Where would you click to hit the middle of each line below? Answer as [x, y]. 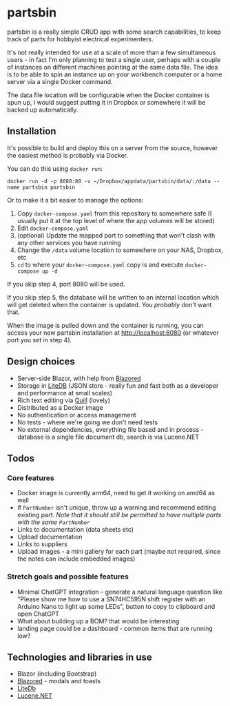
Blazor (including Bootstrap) [57, 674]
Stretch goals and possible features [68, 577]
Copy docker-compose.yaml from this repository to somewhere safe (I [114, 213]
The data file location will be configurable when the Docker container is [108, 95]
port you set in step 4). [40, 340]
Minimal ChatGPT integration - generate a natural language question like [119, 592]
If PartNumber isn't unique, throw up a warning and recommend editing [116, 508]
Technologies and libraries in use [80, 657]
